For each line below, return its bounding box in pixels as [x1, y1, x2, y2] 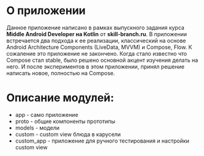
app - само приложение [15, 111, 78, 118]
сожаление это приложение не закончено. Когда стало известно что [6, 50, 187, 57]
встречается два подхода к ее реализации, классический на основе [6, 37, 186, 44]
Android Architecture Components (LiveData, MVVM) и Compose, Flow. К [6, 43, 192, 51]
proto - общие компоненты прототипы [15, 117, 115, 125]
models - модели [15, 124, 60, 132]
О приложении [6, 4, 86, 18]
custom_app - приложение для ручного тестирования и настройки [15, 137, 190, 144]
